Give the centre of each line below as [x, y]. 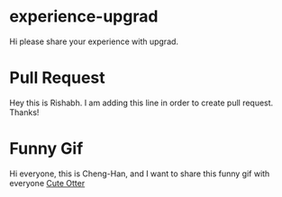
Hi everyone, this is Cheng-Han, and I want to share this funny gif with [140, 174]
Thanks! [24, 112]
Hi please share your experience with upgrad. [94, 41]
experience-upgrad [84, 17]
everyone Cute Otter [47, 183]
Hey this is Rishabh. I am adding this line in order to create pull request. [141, 103]
